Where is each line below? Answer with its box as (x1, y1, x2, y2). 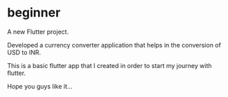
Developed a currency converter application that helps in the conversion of (7, 41, 222, 49)
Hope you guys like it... (7, 82, 73, 90)
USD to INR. (7, 48, 42, 56)
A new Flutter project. (7, 28, 69, 36)
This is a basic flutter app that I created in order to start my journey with (7, 61, 213, 69)
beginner (7, 5, 61, 21)
